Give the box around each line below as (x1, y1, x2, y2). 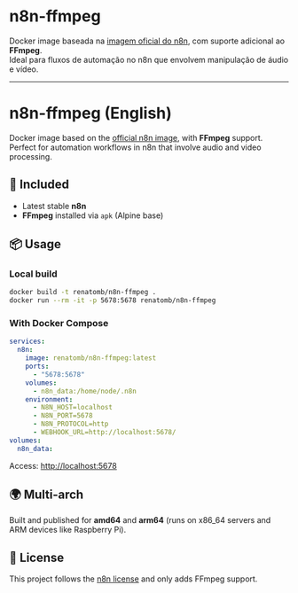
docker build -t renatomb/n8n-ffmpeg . (9, 288, 157, 297)
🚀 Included (9, 177, 69, 192)
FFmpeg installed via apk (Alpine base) (21, 210, 164, 221)
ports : (25, 362, 50, 371)
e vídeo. (9, 64, 39, 74)
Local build (9, 268, 58, 280)
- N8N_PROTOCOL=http (32, 419, 109, 429)
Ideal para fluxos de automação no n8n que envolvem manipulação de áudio (9, 54, 289, 65)
